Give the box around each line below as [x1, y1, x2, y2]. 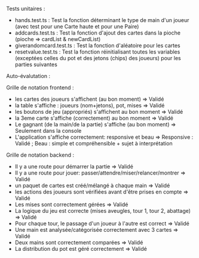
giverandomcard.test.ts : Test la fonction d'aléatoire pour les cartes [14, 42, 180, 49]
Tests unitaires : [6, 5, 45, 12]
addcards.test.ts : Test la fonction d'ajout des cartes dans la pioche [14, 29, 181, 36]
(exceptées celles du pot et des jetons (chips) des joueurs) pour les [14, 55, 181, 61]
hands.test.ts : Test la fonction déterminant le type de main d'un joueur [14, 17, 189, 23]
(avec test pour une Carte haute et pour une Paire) [14, 23, 139, 30]
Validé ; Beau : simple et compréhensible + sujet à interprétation [14, 140, 173, 147]
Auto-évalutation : [6, 73, 51, 79]
